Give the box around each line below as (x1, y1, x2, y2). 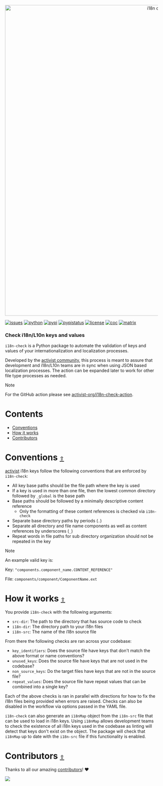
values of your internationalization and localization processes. (5, 348, 129, 354)
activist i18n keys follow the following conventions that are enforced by (5, 468, 147, 474)
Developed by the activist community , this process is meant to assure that (5, 357, 153, 363)
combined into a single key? (12, 684, 68, 690)
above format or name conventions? (12, 653, 85, 659)
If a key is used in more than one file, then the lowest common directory (12, 488, 156, 494)
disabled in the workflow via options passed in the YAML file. (5, 703, 127, 709)
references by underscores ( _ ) (12, 528, 73, 534)
